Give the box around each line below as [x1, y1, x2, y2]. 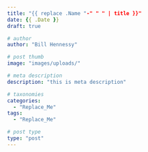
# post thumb [7, 54, 44, 61]
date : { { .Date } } [7, 16, 59, 23]
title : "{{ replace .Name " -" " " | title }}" [7, 10, 142, 17]
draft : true [7, 22, 41, 29]
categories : [7, 97, 41, 104]
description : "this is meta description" [7, 78, 127, 85]
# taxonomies [7, 91, 44, 97]
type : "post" [7, 135, 44, 142]
